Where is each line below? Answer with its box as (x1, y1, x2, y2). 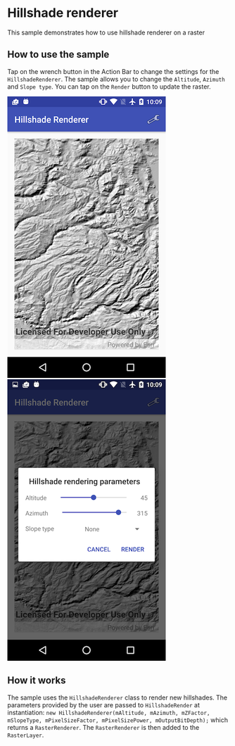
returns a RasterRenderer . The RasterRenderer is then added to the (7, 723, 200, 731)
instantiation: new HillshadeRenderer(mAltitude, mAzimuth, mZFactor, (7, 708, 210, 716)
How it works (7, 674, 66, 687)
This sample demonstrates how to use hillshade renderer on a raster (7, 28, 205, 37)
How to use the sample (7, 49, 110, 61)
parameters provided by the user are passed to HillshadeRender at (7, 700, 201, 709)
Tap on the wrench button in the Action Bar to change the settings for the (7, 67, 220, 75)
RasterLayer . (7, 731, 44, 739)
